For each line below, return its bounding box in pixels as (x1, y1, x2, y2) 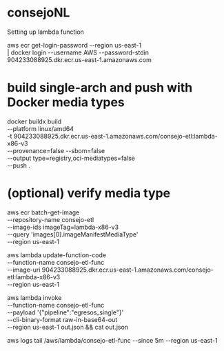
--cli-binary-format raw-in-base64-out (7, 315, 118, 323)
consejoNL (7, 5, 70, 21)
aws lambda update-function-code (7, 250, 107, 259)
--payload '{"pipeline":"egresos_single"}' (7, 308, 124, 317)
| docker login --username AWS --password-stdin (7, 48, 150, 57)
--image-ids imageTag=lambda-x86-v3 (7, 223, 119, 231)
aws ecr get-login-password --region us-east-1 (7, 41, 142, 49)
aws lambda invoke (7, 293, 62, 301)
